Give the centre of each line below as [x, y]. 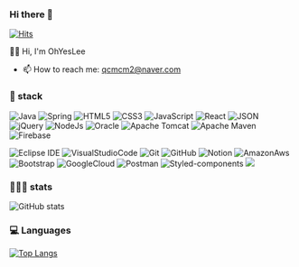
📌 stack [26, 97]
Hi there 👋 [32, 14]
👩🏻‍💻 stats [31, 187]
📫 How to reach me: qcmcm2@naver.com [102, 69]
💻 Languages [40, 230]
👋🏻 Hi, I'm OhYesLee [47, 51]
